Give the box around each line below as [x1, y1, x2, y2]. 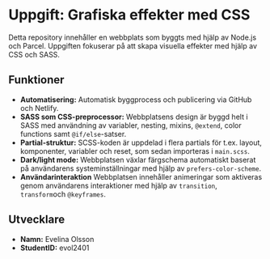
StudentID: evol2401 [19, 243, 90, 253]
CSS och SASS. [8, 49, 61, 59]
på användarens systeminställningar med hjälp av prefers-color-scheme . [19, 163, 261, 173]
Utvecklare [8, 213, 65, 227]
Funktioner [8, 73, 65, 87]
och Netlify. [19, 103, 59, 113]
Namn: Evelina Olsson [19, 234, 95, 244]
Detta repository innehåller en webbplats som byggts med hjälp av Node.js [8, 32, 257, 42]
